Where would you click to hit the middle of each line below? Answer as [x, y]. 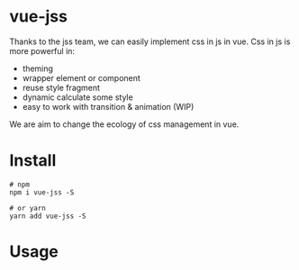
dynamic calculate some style [77, 97]
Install [33, 161]
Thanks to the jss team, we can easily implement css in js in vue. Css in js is [150, 41]
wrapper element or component [82, 77]
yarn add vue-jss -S [48, 216]
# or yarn [28, 208]
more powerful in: [42, 50]
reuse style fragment [61, 87]
